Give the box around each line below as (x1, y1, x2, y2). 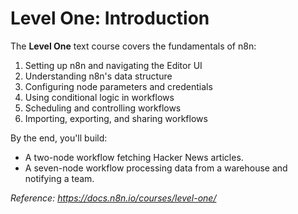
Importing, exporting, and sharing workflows (24, 112, 208, 124)
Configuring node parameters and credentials (24, 80, 213, 92)
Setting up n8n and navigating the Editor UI (24, 59, 203, 71)
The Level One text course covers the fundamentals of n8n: (10, 40, 257, 52)
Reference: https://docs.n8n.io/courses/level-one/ (10, 192, 217, 204)
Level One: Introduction (10, 7, 210, 30)
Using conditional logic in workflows (24, 91, 175, 103)
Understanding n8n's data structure (24, 70, 173, 82)
